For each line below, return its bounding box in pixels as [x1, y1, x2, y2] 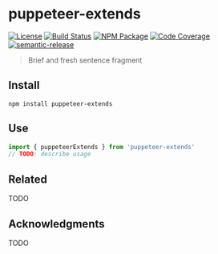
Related [8, 172, 48, 186]
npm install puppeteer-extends [8, 99, 113, 108]
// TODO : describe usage [8, 150, 91, 159]
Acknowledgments [8, 217, 106, 231]
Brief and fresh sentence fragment [27, 55, 143, 65]
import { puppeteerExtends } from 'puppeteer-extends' [8, 143, 196, 151]
